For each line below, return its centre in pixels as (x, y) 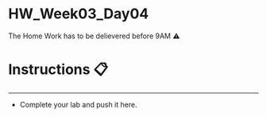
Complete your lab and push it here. (78, 104)
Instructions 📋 (58, 70)
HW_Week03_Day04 (79, 14)
